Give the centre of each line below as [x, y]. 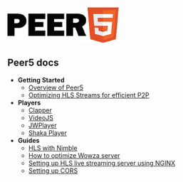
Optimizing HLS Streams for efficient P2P [89, 95]
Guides [28, 140]
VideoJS [41, 117]
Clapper [40, 110]
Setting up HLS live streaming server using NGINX [102, 163]
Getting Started [41, 80]
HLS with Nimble [53, 148]
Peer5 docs [33, 63]
